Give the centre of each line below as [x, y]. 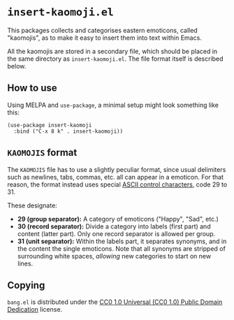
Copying [26, 285]
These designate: [32, 205]
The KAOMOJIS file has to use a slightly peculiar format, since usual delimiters [117, 169]
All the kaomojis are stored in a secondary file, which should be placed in [112, 51]
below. [17, 66]
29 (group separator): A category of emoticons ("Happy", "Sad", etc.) [118, 219]
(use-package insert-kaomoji [50, 125]
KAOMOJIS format [42, 153]
